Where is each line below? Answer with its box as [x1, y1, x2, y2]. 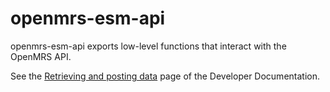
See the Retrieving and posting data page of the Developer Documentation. [10, 70, 320, 82]
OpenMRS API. [10, 50, 72, 62]
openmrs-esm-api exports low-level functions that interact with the [10, 40, 287, 52]
